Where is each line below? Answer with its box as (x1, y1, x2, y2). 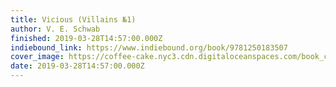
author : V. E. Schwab (10, 24, 101, 34)
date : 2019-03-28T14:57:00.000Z (10, 61, 145, 71)
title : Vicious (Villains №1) (10, 14, 137, 25)
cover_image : (10, 52, 65, 62)
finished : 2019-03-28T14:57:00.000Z (10, 33, 163, 43)
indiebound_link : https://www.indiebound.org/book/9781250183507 (10, 42, 288, 53)
